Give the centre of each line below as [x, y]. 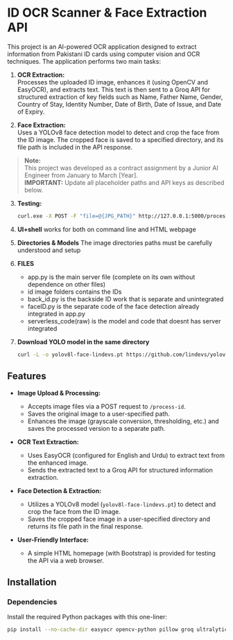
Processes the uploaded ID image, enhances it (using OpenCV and [112, 82]
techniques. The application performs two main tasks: [84, 61]
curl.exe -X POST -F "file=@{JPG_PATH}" [76, 216]
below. [34, 190]
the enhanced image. [58, 463]
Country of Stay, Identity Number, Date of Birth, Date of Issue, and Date [119, 104]
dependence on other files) [67, 284]
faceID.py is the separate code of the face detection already [113, 306]
